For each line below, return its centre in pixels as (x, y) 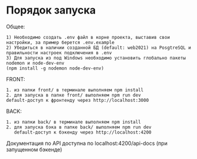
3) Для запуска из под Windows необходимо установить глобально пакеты (96, 58)
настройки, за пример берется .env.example (60, 42)
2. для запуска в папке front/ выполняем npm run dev (74, 95)
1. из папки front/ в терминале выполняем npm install (75, 90)
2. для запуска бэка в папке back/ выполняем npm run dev (79, 127)
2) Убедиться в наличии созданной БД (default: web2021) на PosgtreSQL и (99, 48)
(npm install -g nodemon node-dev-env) (55, 68)
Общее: (16, 26)
